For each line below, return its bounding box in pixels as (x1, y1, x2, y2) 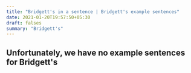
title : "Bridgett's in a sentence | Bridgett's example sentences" (6, 8, 180, 15)
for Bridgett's (6, 57, 58, 67)
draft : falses (6, 20, 42, 26)
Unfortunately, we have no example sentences (6, 47, 186, 57)
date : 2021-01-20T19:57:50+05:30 (6, 14, 91, 20)
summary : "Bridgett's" (6, 25, 63, 32)
